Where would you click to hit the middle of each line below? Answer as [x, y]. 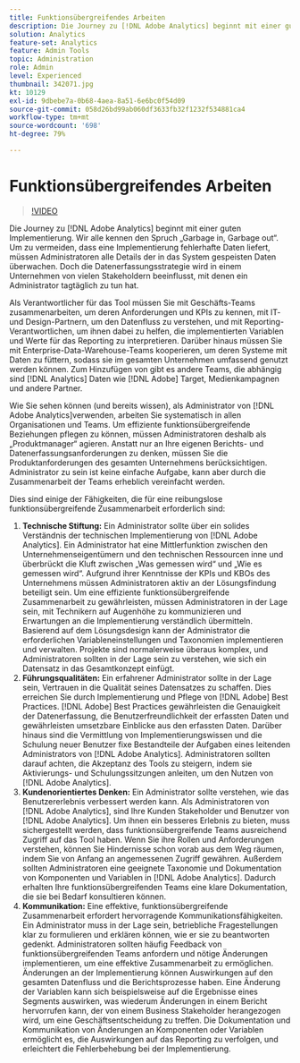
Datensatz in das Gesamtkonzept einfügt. [98, 668]
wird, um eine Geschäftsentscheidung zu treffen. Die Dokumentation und [156, 1020]
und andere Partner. [46, 388]
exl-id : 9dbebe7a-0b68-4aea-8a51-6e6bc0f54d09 [97, 101]
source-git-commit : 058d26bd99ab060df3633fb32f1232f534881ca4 [127, 109]
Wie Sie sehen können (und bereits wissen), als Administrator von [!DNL [142, 405]
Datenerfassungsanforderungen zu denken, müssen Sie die [119, 453]
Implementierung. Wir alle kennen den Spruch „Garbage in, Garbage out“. [144, 237]
